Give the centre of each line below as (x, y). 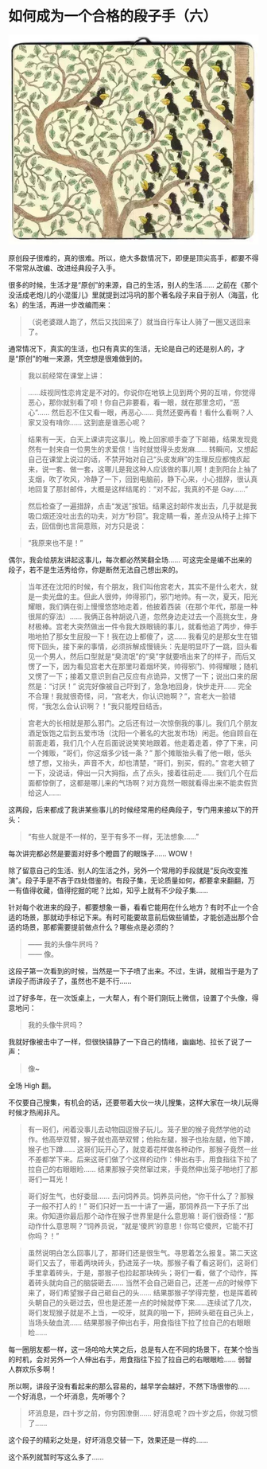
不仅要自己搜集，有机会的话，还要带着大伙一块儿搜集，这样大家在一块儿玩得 (133, 1103)
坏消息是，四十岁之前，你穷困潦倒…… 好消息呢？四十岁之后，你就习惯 (143, 1413)
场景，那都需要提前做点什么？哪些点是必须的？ (99, 927)
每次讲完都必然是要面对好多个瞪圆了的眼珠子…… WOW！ (101, 854)
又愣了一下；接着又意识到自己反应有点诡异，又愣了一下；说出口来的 (139, 676)
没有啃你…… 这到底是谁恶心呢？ (94, 422)
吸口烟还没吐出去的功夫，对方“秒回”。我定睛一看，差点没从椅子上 (135, 516)
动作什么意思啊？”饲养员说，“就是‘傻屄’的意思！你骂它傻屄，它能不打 (141, 1226)
